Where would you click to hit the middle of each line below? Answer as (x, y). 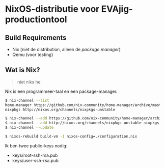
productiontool (36, 19)
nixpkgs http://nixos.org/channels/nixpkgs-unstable (60, 110)
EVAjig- (117, 9)
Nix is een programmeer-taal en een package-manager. (61, 91)
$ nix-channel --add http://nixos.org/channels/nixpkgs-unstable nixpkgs (82, 123)
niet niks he (29, 82)
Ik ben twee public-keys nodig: (36, 145)
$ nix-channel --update (29, 128)
